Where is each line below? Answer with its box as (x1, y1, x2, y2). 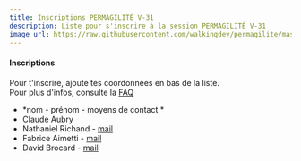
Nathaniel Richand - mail (21, 123, 114, 134)
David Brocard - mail (21, 142, 99, 153)
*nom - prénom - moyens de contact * (21, 104, 165, 114)
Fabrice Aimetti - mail (21, 132, 102, 143)
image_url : (9, 30, 50, 38)
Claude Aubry (21, 114, 74, 124)
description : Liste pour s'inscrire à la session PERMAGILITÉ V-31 (9, 21, 267, 30)
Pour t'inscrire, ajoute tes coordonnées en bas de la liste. (9, 77, 219, 88)
